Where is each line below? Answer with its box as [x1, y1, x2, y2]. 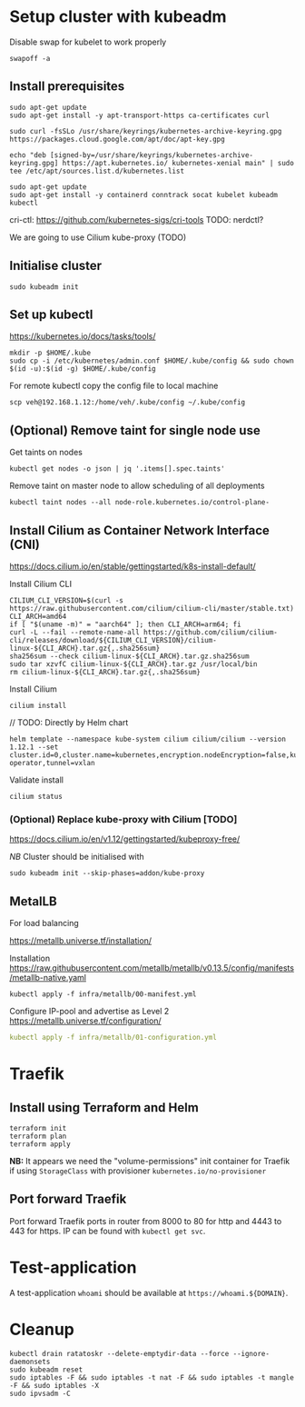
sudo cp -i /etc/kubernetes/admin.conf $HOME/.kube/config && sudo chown [9, 356, 295, 365]
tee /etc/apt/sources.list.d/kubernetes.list [9, 166, 184, 175]
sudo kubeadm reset [9, 1365, 84, 1374]
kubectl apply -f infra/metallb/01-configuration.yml [9, 1033, 218, 1043]
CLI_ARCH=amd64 [9, 612, 67, 621]
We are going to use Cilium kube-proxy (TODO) [9, 232, 187, 243]
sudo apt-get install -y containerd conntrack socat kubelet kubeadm [9, 190, 279, 199]
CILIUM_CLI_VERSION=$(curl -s [9, 596, 124, 605]
